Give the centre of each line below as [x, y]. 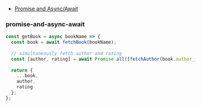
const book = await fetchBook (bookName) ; [64, 42]
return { [22, 70]
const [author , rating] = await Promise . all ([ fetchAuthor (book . [93, 59]
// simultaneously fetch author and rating [66, 53]
